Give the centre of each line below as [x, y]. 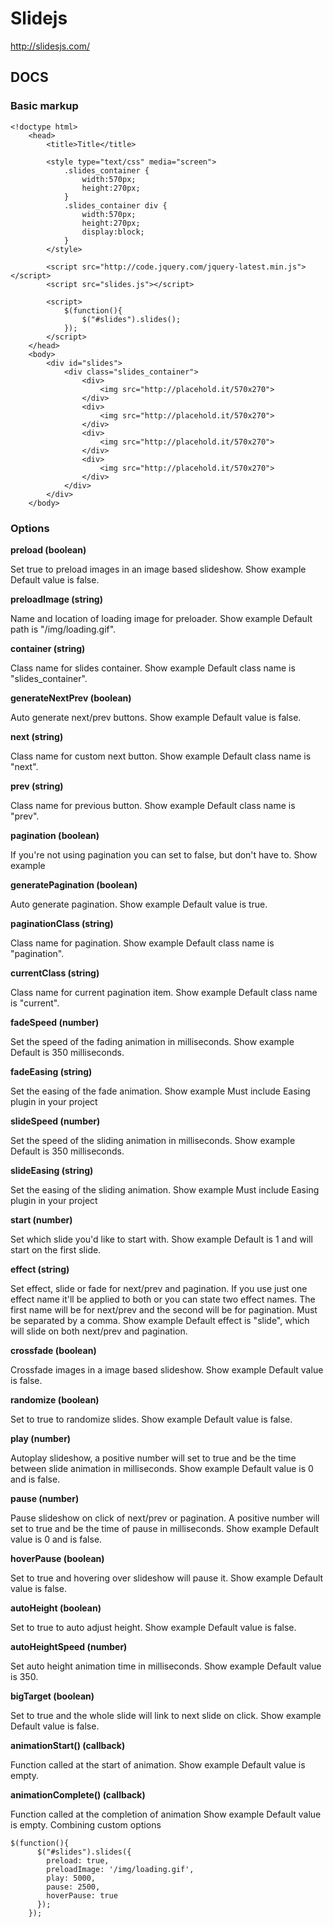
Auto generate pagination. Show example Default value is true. [139, 904]
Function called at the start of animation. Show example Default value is [158, 1764]
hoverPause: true [82, 1895]
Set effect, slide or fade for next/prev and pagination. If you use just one [159, 1288]
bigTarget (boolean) [52, 1696]
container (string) [48, 648]
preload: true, [78, 1860]
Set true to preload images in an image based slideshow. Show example [158, 569]
